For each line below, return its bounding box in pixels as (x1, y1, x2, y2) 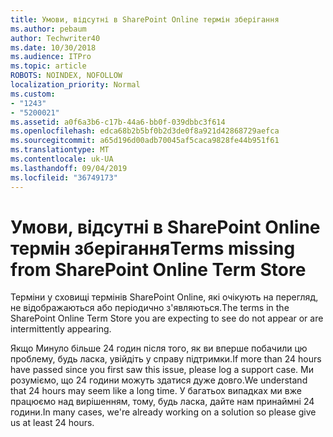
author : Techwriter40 (10, 33, 101, 43)
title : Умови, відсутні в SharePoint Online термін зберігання (10, 14, 280, 25)
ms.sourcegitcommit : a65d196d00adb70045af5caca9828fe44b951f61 (10, 136, 280, 146)
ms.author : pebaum (10, 24, 87, 34)
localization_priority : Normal (10, 80, 141, 90)
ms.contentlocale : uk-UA (10, 154, 114, 164)
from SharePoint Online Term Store (10, 258, 307, 281)
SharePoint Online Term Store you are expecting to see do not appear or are (10, 312, 324, 325)
